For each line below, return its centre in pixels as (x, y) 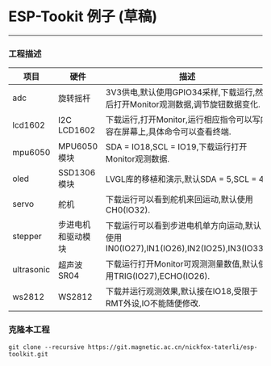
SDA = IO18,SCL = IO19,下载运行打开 (176, 147)
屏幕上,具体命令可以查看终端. (176, 132)
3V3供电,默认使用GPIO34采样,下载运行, (180, 92)
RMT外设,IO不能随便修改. (153, 304)
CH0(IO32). (128, 210)
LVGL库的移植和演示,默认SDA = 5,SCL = (181, 179)
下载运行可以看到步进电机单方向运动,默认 (183, 225)
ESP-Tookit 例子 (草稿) (83, 17)
